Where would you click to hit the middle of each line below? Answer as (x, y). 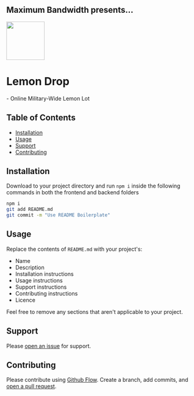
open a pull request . (31, 386)
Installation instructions (45, 274)
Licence (25, 300)
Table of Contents (41, 118)
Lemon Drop (38, 82)
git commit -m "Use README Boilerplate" (59, 215)
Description (30, 267)
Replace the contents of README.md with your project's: (74, 249)
